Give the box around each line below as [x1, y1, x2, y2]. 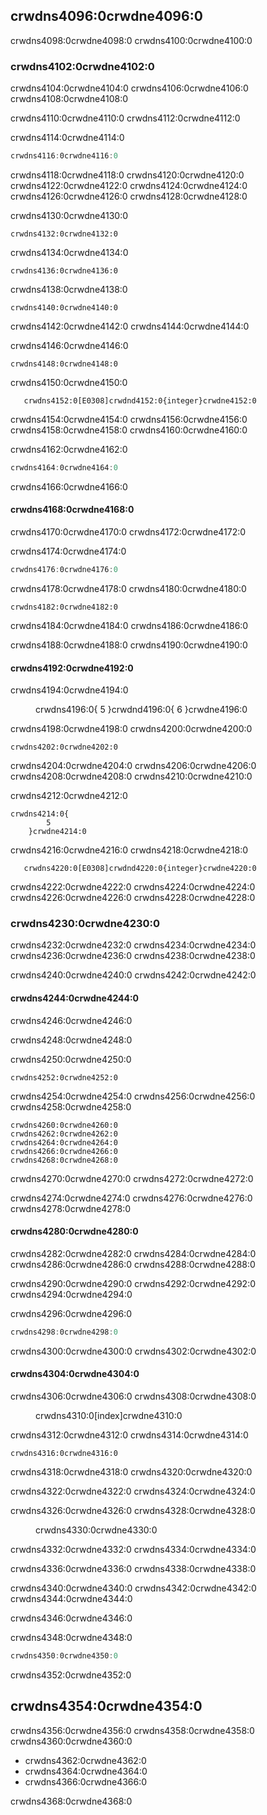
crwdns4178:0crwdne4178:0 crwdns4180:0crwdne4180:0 [10, 582, 247, 594]
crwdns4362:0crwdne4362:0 [24, 1754, 147, 1766]
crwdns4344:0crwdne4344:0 [10, 1592, 133, 1604]
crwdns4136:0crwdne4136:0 [10, 265, 118, 276]
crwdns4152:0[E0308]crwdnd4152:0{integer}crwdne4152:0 [23, 395, 257, 406]
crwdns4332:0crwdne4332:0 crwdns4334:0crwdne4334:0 [10, 1543, 257, 1555]
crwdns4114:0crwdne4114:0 [10, 132, 125, 144]
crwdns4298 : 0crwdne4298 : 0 [10, 1327, 118, 1337]
